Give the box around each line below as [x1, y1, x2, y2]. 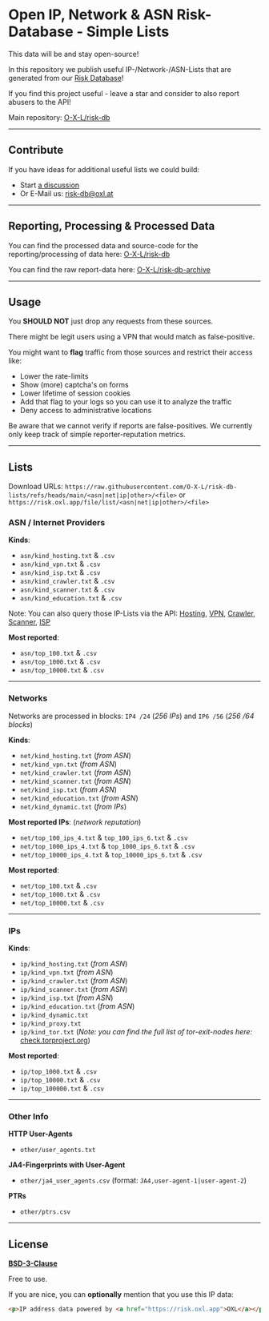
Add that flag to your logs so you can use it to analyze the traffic [19, 397, 232, 407]
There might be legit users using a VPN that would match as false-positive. [8, 332, 255, 342]
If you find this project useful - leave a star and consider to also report [8, 88, 240, 98]
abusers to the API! [8, 97, 71, 106]
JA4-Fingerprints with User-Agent [8, 1160, 126, 1170]
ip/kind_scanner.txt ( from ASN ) [19, 985, 128, 994]
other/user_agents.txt [19, 1146, 96, 1154]
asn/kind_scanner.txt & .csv [19, 584, 115, 594]
